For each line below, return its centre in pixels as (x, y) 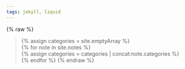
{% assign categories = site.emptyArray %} (76, 41)
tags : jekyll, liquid (34, 12)
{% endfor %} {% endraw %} (58, 60)
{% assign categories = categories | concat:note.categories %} (100, 54)
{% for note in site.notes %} (56, 47)
